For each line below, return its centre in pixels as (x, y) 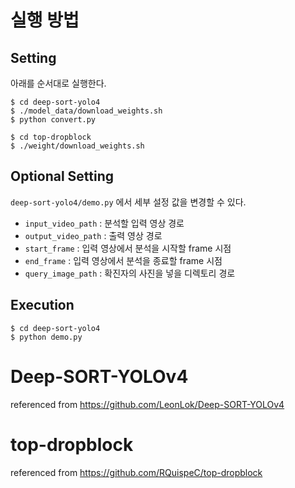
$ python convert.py (53, 120)
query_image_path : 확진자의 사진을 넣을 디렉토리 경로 (130, 273)
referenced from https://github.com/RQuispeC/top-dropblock (136, 472)
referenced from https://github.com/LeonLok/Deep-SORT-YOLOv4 (147, 404)
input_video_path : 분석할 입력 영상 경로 (104, 223)
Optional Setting (62, 176)
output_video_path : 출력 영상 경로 (93, 235)
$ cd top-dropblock (51, 137)
